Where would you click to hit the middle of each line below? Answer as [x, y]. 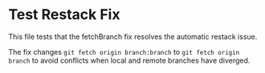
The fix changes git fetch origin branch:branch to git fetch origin [124, 52]
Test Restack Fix [64, 15]
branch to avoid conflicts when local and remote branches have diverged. [129, 60]
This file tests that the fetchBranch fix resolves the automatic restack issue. [133, 36]
